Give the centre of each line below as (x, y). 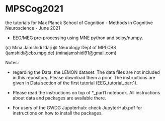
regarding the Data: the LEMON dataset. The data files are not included (86, 72)
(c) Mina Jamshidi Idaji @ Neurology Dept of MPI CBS (61, 47)
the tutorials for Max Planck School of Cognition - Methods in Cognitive (79, 23)
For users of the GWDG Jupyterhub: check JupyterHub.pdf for (77, 107)
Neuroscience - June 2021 (33, 28)
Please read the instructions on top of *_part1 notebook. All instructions (86, 92)
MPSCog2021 (34, 9)
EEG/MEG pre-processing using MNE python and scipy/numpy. (78, 38)
